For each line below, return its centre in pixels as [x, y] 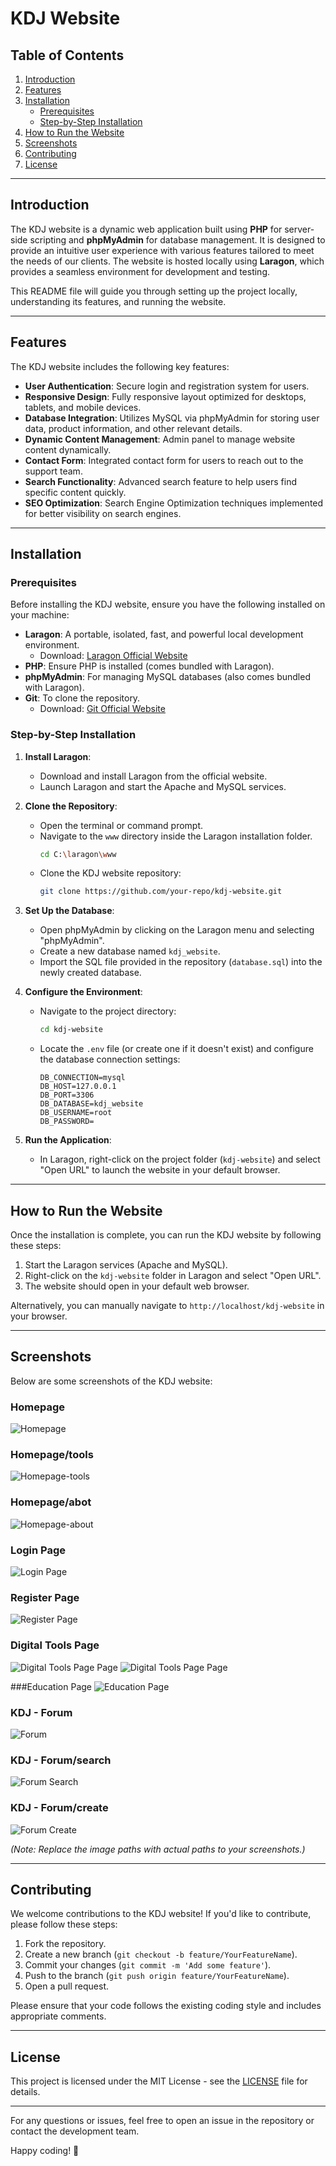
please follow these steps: [64, 1924]
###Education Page [51, 1686]
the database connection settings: [110, 1059]
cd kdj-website [71, 1030]
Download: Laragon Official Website [113, 656]
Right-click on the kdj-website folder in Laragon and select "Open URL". [173, 1276]
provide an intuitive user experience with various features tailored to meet [162, 250]
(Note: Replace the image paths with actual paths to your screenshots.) [158, 1849]
